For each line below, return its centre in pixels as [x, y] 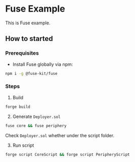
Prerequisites [22, 53]
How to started [29, 39]
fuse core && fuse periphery [36, 126]
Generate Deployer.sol [36, 116]
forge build [18, 107]
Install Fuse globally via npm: [43, 64]
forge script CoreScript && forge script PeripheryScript [67, 154]
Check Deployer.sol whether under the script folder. [60, 135]
